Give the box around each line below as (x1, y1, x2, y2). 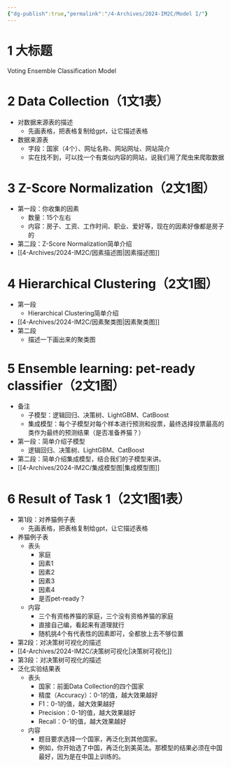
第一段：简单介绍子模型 (17, 437, 85, 446)
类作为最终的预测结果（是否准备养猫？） (27, 428, 145, 437)
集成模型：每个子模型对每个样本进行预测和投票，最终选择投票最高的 (27, 419, 225, 428)
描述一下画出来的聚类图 (27, 335, 96, 344)
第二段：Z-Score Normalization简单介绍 (17, 240, 132, 248)
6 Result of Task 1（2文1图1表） (7, 491, 190, 506)
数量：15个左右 (27, 214, 71, 222)
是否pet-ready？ (38, 594, 86, 603)
